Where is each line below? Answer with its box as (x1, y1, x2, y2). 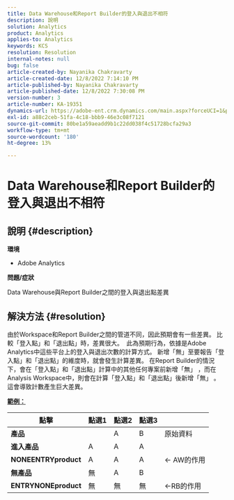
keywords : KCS (7, 42, 49, 49)
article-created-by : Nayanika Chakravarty (7, 68, 132, 75)
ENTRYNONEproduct (10, 481, 82, 490)
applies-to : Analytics (7, 36, 73, 43)
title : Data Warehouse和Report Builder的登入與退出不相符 (7, 10, 169, 17)
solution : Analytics (7, 23, 68, 30)
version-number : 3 (7, 95, 61, 102)
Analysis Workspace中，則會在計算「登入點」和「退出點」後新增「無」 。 (7, 373, 220, 382)
